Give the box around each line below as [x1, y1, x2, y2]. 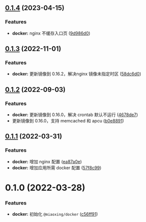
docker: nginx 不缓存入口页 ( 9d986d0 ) [12, 30, 90, 36]
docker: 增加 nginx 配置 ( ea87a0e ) [12, 159, 82, 164]
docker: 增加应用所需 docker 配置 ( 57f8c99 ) [12, 164, 102, 170]
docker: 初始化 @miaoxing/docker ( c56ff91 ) [12, 211, 98, 217]
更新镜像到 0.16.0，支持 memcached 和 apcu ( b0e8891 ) [12, 118, 125, 124]
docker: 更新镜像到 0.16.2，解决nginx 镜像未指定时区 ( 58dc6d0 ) [12, 71, 142, 77]
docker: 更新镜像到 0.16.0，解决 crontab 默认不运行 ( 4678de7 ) [12, 112, 138, 118]
